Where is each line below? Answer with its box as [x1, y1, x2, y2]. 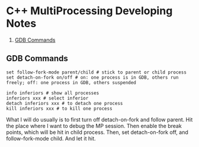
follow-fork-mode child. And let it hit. [6, 135, 96, 142]
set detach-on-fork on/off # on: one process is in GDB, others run [6, 74, 179, 81]
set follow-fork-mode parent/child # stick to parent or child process [6, 69, 187, 75]
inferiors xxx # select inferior [6, 95, 89, 101]
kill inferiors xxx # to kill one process [6, 106, 113, 111]
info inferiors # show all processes [6, 90, 99, 96]
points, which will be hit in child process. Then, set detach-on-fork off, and [6, 129, 188, 136]
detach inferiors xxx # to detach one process [6, 100, 123, 106]
